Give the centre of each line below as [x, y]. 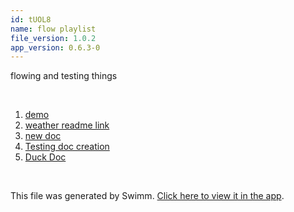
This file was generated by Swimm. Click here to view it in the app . [147, 196]
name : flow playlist [53, 29]
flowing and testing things [64, 76]
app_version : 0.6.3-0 [55, 47]
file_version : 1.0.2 [53, 38]
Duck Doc [45, 157]
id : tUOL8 [31, 19]
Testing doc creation [67, 147]
